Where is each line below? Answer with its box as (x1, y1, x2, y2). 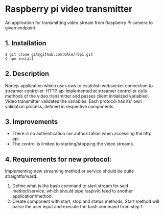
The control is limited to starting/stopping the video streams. (12, 141, 135, 147)
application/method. (12, 193, 53, 199)
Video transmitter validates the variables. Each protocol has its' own (5, 98, 142, 104)
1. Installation (5, 39, 47, 48)
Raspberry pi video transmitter (5, 3, 133, 15)
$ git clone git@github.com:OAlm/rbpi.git (5, 52, 93, 57)
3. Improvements (5, 118, 58, 126)
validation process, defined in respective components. (5, 103, 115, 109)
